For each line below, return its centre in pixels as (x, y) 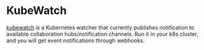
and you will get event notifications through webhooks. (76, 40)
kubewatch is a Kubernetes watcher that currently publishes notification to (100, 27)
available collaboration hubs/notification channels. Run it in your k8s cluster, (102, 34)
